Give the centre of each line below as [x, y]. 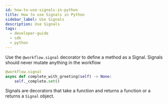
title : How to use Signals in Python [45, 15]
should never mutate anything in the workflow [53, 62]
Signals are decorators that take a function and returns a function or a [78, 91]
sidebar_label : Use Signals [35, 19]
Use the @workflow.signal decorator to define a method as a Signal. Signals [84, 57]
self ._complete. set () [37, 81]
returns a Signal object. [30, 96]
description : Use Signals [32, 24]
